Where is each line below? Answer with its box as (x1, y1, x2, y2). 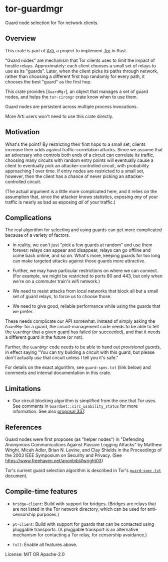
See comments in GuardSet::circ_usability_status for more (12, 403, 138, 409)
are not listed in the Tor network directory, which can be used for (12, 506, 146, 512)
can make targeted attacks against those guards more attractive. (12, 258, 146, 264)
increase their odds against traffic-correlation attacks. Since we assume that (5, 146, 163, 152)
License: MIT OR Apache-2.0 (5, 551, 65, 557)
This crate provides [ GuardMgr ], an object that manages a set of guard (5, 88, 148, 95)
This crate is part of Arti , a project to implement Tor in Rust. (5, 47, 127, 53)
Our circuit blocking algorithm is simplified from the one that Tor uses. (12, 398, 156, 404)
